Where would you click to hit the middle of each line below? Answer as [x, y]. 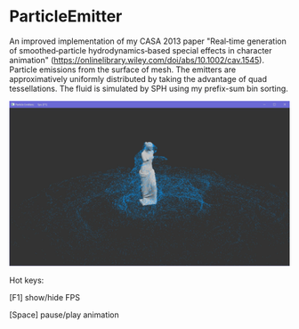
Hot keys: [27, 280]
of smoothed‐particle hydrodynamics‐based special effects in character [141, 50]
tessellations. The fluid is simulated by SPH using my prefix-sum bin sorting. [149, 88]
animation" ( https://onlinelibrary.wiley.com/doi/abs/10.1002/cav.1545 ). [137, 60]
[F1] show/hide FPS [44, 297]
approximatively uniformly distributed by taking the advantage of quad [138, 78]
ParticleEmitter [66, 16]
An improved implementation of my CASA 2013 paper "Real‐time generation [148, 41]
